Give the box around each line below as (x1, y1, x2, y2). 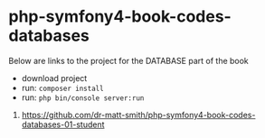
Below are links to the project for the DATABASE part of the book (8, 55, 250, 66)
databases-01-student (21, 119, 105, 130)
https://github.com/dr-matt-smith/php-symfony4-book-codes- (21, 109, 256, 120)
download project (21, 72, 88, 83)
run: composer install (21, 82, 105, 93)
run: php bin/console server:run (21, 92, 145, 103)
